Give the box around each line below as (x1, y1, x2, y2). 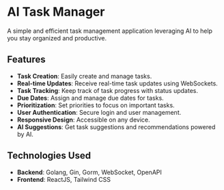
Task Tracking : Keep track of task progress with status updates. (16, 86, 199, 94)
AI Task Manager (7, 4, 105, 20)
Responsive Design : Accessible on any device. (16, 116, 150, 124)
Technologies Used (7, 150, 91, 161)
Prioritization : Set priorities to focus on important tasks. (16, 100, 176, 109)
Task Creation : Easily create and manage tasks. (16, 72, 152, 80)
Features (7, 54, 46, 66)
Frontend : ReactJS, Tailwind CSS (16, 175, 111, 183)
